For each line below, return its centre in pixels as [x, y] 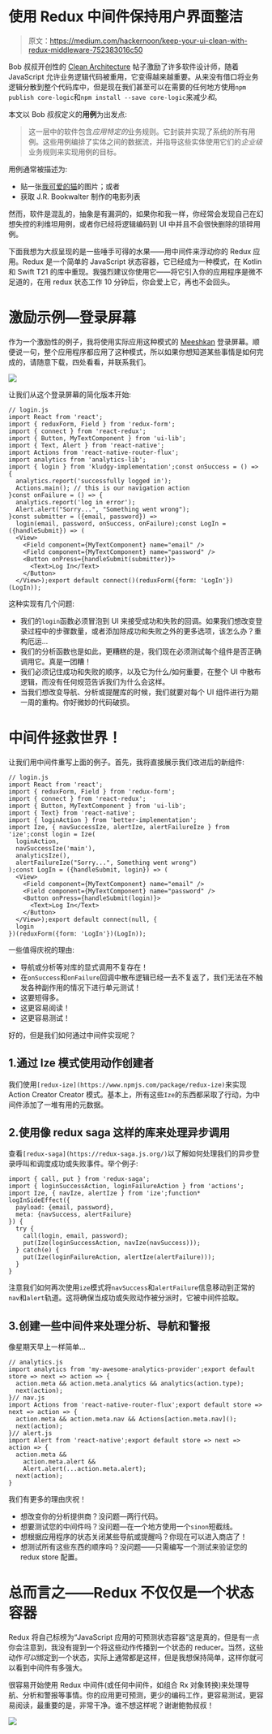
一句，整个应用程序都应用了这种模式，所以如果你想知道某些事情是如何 [139, 352]
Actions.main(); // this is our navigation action [103, 488]
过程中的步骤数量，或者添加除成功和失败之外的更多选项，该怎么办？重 [144, 631]
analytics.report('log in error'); [76, 502]
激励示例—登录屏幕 [72, 318]
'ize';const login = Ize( [52, 834]
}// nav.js [27, 1398]
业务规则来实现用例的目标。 [74, 152]
